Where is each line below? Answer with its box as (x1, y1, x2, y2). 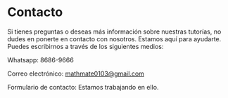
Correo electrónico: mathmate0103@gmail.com (7, 69, 144, 78)
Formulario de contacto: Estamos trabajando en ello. (7, 83, 159, 91)
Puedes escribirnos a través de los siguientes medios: (7, 42, 164, 50)
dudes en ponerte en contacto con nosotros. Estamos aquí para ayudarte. (7, 34, 222, 43)
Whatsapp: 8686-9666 (7, 55, 74, 64)
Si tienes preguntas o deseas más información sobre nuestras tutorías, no (7, 27, 222, 36)
